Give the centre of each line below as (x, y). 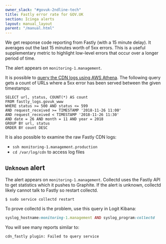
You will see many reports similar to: (42, 227)
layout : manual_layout (29, 24)
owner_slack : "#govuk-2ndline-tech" (43, 10)
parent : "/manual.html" (30, 28)
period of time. (20, 58)
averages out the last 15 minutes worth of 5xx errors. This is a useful (75, 48)
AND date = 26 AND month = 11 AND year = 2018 (54, 119)
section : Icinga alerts (30, 19)
